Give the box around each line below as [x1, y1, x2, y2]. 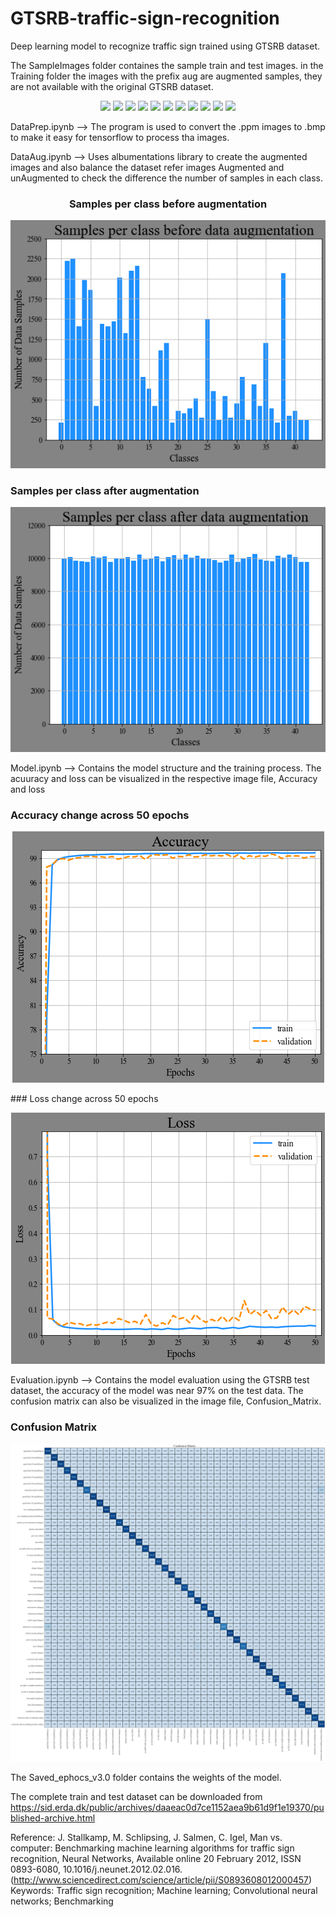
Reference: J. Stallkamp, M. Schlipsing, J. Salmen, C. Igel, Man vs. [10, 1832, 283, 1844]
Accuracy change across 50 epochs [10, 808, 190, 822]
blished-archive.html [10, 1812, 96, 1824]
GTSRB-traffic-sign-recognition [10, 7, 280, 30]
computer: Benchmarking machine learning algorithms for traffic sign [10, 1842, 295, 1854]
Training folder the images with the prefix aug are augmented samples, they [10, 70, 323, 82]
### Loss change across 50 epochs [10, 1093, 159, 1105]
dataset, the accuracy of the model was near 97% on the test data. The [10, 1385, 304, 1397]
